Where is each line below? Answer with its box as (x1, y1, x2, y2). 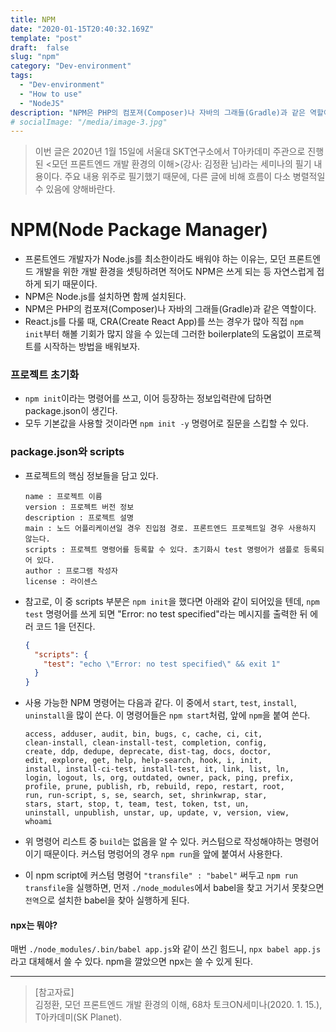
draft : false (10, 42, 70, 53)
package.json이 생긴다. (24, 405, 118, 417)
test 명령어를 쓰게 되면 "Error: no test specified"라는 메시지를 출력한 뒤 (24, 607, 308, 620)
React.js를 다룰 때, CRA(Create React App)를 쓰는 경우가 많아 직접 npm (24, 316, 304, 328)
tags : (10, 71, 33, 81)
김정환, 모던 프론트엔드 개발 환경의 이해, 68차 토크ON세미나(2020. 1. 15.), (34, 999, 323, 1011)
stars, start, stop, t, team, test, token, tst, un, (24, 799, 250, 810)
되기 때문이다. (43, 278, 98, 290)
